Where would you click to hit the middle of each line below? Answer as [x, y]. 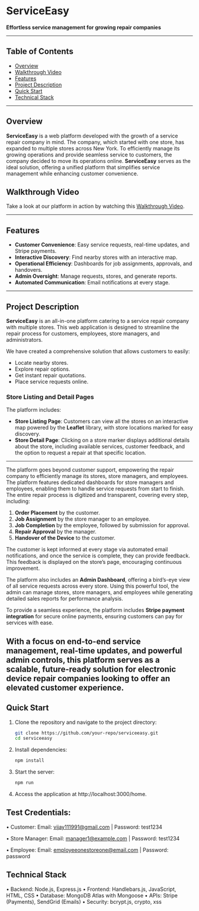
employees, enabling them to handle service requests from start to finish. [95, 489]
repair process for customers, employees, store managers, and [83, 333]
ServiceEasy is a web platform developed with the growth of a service [92, 136]
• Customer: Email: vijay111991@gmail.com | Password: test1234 [84, 827]
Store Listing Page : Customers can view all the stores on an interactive [101, 421]
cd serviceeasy [33, 739]
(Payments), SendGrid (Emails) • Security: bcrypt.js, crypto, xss [84, 902]
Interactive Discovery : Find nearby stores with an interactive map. [96, 257]
